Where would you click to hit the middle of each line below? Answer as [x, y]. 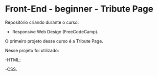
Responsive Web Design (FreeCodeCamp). [55, 31]
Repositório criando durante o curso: [42, 22]
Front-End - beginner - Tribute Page [79, 9]
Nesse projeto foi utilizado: [32, 50]
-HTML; [13, 60]
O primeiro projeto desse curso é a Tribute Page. [54, 41]
